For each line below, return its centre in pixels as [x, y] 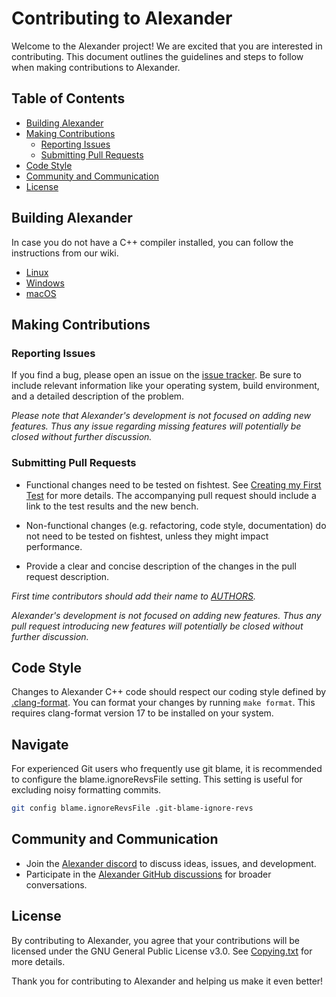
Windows [45, 283]
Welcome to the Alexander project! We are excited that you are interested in [167, 46]
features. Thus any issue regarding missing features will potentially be [156, 426]
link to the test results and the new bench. [112, 506]
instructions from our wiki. [65, 253]
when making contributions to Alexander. [96, 67]
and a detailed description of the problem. [98, 396]
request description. [67, 576]
